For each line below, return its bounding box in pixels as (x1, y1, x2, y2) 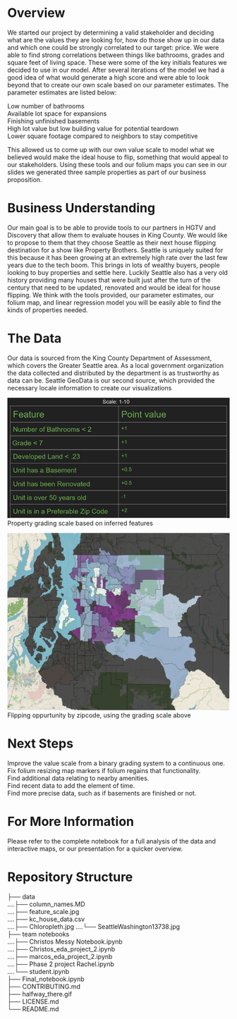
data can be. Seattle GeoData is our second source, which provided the (7, 376, 215, 385)
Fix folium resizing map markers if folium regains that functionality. (7, 766, 201, 774)
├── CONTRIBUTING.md (7, 982, 81, 991)
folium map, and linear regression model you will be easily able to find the (7, 298, 221, 307)
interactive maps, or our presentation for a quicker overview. (7, 844, 183, 853)
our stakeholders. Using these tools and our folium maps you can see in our (7, 160, 227, 168)
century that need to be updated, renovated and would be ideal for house (7, 283, 221, 292)
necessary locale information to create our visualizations (7, 383, 172, 392)
